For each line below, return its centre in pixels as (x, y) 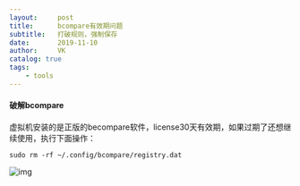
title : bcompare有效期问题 (66, 26)
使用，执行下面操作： (56, 138)
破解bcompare (37, 106)
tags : (19, 68)
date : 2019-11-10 (54, 42)
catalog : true (36, 59)
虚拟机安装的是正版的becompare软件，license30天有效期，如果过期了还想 (146, 127)
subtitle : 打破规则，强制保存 (64, 34)
